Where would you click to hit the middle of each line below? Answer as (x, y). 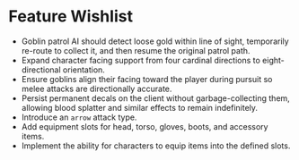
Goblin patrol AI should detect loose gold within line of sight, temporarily (155, 41)
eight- (273, 60)
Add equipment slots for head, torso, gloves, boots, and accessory (145, 126)
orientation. (84, 70)
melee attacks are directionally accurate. (97, 88)
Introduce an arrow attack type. (79, 117)
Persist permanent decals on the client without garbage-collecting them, (156, 98)
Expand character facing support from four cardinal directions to (141, 60)
